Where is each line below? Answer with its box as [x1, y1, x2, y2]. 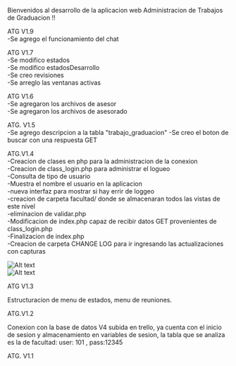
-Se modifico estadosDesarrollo [7, 64, 100, 71]
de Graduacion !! [7, 13, 56, 22]
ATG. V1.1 [7, 352, 34, 360]
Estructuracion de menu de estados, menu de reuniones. [7, 296, 173, 304]
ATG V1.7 [7, 49, 34, 57]
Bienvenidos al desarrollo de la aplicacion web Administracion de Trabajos [7, 6, 223, 14]
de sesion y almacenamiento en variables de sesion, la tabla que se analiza [7, 331, 225, 338]
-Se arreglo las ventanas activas [7, 78, 101, 87]
